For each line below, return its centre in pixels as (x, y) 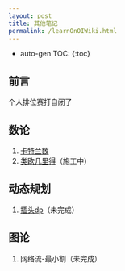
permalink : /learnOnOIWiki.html (62, 31)
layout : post (30, 16)
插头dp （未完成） (49, 210)
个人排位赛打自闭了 (40, 102)
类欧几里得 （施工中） (55, 161)
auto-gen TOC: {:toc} (55, 54)
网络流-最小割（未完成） (61, 258)
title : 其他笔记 (33, 23)
